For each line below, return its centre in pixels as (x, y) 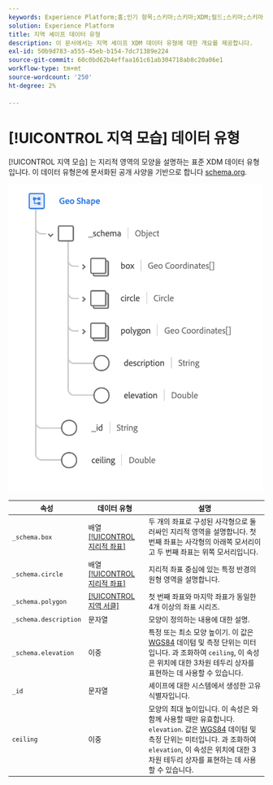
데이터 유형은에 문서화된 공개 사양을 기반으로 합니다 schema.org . (144, 172)
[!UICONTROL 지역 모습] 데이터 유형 (124, 138)
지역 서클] (104, 606)
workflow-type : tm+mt (45, 69)
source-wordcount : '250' (50, 77)
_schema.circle (37, 575)
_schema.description (47, 620)
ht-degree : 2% (32, 85)
